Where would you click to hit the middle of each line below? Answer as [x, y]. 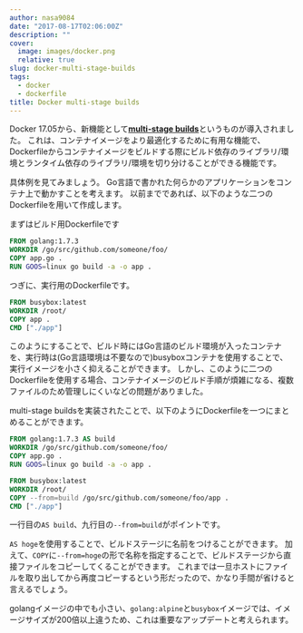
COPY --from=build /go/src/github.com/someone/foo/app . [119, 498]
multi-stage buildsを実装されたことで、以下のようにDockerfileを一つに [142, 411]
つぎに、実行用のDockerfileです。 [72, 285]
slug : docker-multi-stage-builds [73, 69]
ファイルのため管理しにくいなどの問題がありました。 [109, 392]
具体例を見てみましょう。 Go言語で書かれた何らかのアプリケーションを [143, 182]
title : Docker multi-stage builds [75, 102]
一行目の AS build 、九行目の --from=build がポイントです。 [117, 525]
